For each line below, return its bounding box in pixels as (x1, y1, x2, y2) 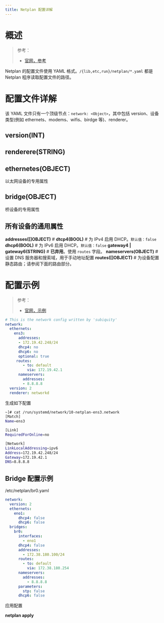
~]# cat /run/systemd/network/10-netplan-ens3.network (5, 410, 120, 415)
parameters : (18, 584, 43, 589)
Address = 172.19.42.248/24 (5, 450, 58, 455)
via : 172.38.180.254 (27, 566, 69, 571)
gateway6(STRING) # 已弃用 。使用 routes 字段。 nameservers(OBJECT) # (5, 248, 159, 254)
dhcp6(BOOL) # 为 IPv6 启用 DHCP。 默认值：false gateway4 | (5, 242, 132, 248)
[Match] (5, 414, 21, 419)
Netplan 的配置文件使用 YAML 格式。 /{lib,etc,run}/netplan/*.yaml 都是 (5, 68, 153, 74)
